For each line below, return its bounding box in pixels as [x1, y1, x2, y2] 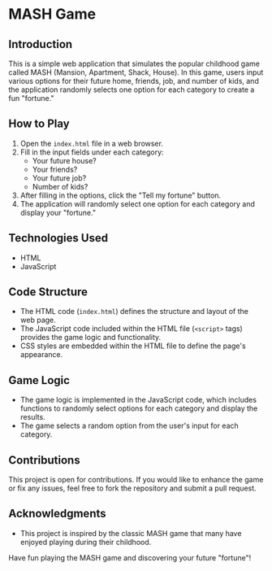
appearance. [19, 350, 63, 360]
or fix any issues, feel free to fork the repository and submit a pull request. [8, 483, 257, 493]
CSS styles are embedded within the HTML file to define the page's [19, 341, 246, 351]
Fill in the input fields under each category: [19, 147, 164, 157]
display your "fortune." [19, 207, 96, 217]
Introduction [8, 37, 73, 51]
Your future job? [32, 172, 87, 183]
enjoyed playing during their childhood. [19, 537, 152, 547]
